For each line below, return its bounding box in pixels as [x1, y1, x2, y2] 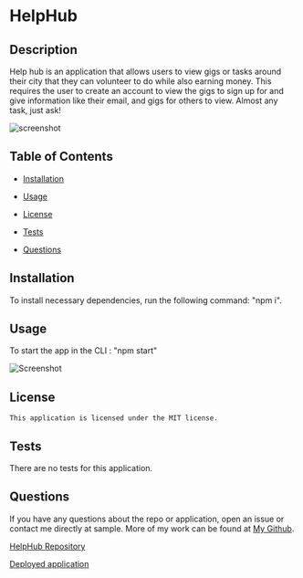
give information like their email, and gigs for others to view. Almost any [9, 95, 278, 106]
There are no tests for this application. [9, 463, 153, 474]
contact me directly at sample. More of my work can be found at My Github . [9, 522, 295, 534]
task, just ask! [9, 105, 62, 115]
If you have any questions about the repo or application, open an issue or [9, 513, 285, 524]
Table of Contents [9, 149, 114, 164]
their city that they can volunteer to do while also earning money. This [9, 76, 272, 87]
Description [9, 42, 78, 58]
